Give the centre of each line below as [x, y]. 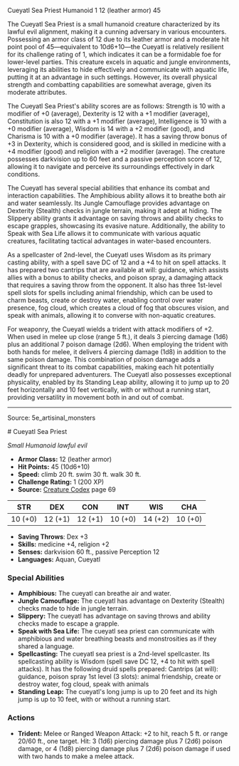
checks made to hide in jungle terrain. [73, 609]
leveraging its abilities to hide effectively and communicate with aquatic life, [118, 69]
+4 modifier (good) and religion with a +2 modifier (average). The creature [116, 151]
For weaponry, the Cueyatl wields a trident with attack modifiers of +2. [111, 329]
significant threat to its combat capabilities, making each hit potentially [111, 367]
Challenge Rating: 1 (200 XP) [61, 482]
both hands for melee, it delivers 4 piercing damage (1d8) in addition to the [117, 352]
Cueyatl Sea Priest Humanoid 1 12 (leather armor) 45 [84, 10]
